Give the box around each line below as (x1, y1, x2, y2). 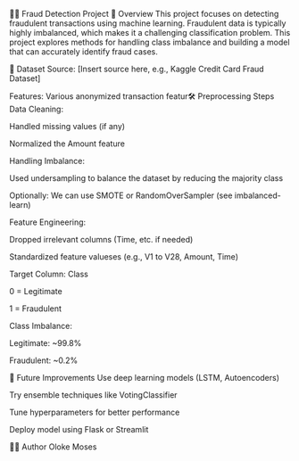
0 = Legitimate (9, 286, 62, 296)
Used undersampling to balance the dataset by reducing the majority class (9, 173, 284, 183)
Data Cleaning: (9, 103, 64, 114)
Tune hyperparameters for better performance (9, 407, 180, 417)
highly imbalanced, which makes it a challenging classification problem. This (9, 28, 291, 37)
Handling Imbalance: (9, 156, 85, 166)
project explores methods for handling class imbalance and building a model (9, 37, 290, 47)
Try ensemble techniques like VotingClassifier (9, 390, 178, 400)
